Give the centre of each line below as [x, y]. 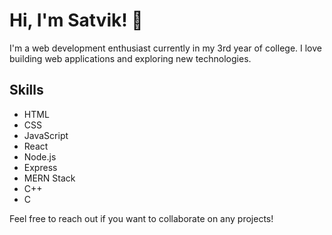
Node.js [40, 156]
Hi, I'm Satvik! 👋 [76, 20]
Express [40, 167]
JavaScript [46, 135]
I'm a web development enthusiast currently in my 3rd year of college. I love [165, 48]
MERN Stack [49, 178]
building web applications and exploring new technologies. [130, 58]
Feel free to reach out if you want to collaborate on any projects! [141, 218]
